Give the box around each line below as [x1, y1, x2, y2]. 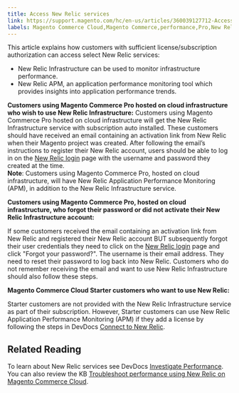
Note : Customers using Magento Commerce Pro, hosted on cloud [7, 169, 200, 178]
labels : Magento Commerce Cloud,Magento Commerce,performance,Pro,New [7, 23, 221, 31]
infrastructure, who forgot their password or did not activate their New [7, 206, 221, 214]
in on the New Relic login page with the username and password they [7, 154, 211, 162]
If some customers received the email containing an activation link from [7, 227, 217, 236]
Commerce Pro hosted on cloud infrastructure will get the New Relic [7, 116, 207, 125]
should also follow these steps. [7, 272, 98, 281]
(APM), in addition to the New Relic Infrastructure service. [7, 184, 176, 193]
